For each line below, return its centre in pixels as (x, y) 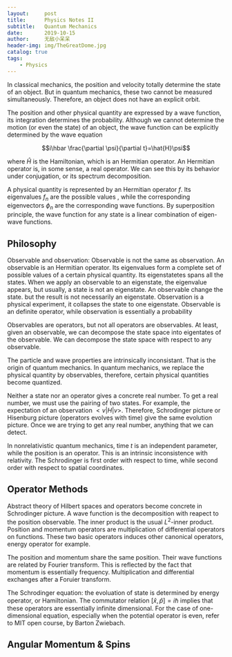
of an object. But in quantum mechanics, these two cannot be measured (110, 92)
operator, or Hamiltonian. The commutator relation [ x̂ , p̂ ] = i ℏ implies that (110, 600)
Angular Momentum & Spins (69, 644)
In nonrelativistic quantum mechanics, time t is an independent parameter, (113, 446)
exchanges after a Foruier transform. (59, 579)
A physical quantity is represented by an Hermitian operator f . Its (99, 189)
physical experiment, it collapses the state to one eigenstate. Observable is (114, 304)
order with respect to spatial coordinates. (66, 468)
